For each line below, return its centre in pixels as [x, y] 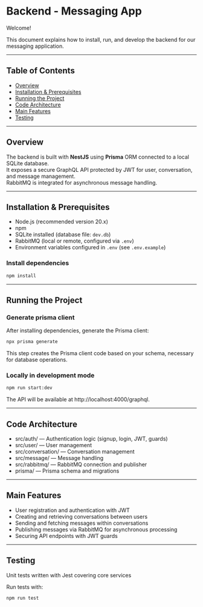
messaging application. [35, 46]
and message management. [41, 176]
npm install [21, 276]
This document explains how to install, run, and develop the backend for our [101, 39]
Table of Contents [41, 71]
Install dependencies [38, 263]
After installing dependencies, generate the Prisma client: [78, 330]
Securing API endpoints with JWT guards [66, 536]
